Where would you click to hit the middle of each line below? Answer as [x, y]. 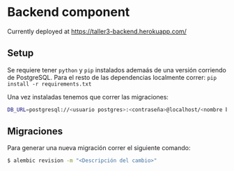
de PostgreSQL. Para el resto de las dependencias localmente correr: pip [112, 77]
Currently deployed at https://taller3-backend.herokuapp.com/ [97, 31]
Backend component [69, 12]
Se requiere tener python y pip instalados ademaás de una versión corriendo [117, 70]
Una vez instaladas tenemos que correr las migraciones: [88, 97]
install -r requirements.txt [49, 84]
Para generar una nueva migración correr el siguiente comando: [99, 148]
